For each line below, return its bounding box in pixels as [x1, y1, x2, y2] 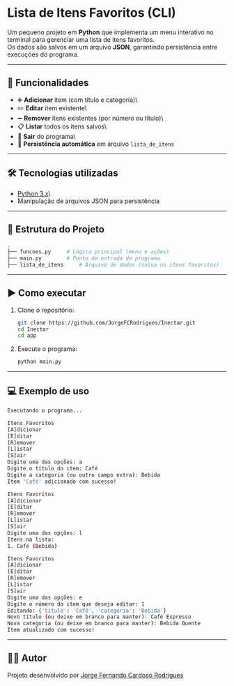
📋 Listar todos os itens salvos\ [17, 122, 107, 131]
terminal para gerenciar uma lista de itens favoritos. [7, 35, 155, 43]
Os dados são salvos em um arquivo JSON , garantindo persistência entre [7, 43, 218, 51]
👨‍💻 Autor [7, 653, 47, 664]
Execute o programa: [17, 345, 78, 353]
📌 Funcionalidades [7, 77, 89, 89]
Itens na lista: [7, 536, 54, 543]
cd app [17, 332, 37, 339]
